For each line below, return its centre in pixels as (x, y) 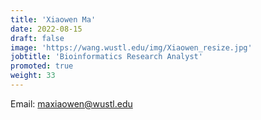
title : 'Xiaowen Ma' (53, 19)
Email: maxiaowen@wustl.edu (71, 103)
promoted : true (42, 66)
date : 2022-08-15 (46, 29)
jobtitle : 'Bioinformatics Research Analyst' (106, 57)
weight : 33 (33, 76)
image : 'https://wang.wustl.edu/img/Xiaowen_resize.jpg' (131, 47)
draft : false (37, 38)
